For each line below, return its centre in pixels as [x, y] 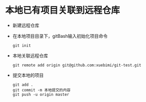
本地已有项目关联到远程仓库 [63, 10]
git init [22, 45]
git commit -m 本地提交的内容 [42, 90]
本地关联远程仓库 [30, 56]
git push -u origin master [41, 94]
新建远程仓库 [26, 25]
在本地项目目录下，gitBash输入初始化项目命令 [60, 36]
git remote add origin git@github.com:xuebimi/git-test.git [77, 65]
